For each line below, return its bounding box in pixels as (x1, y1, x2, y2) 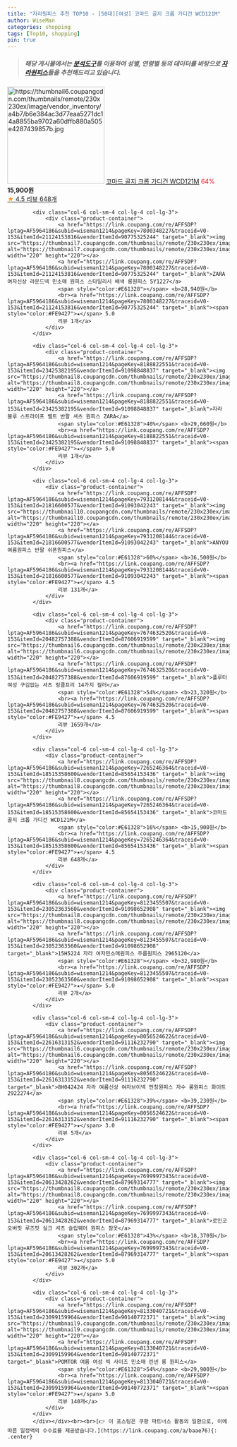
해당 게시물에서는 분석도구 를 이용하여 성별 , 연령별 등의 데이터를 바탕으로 (24, 59, 221, 68)
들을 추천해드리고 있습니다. (47, 68, 121, 76)
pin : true (7, 37, 37, 44)
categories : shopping (7, 23, 71, 30)
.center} (7, 1434, 33, 1441)
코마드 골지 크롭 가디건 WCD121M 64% (105, 177, 215, 186)
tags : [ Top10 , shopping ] (7, 30, 80, 37)
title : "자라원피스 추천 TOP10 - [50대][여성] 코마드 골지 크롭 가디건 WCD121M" (7, 10, 221, 18)
